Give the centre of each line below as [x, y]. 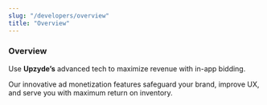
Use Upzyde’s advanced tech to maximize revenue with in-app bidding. [127, 68]
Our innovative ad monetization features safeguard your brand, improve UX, [134, 84]
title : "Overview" [39, 23]
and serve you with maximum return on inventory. [90, 92]
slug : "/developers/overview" [59, 16]
